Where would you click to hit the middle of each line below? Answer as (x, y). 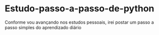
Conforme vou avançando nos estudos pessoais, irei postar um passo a (79, 22)
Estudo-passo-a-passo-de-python (79, 9)
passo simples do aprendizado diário (43, 27)
